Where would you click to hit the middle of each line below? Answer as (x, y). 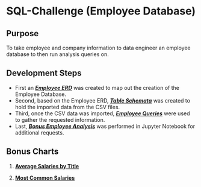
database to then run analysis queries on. (58, 54)
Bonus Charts (32, 152)
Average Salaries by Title (47, 166)
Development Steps (44, 73)
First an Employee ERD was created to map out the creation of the (97, 87)
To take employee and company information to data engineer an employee (98, 48)
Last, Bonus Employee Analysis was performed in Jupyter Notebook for (105, 126)
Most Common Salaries (45, 178)
